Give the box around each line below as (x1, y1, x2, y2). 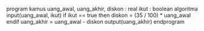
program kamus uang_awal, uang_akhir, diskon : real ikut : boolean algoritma (6, 5, 198, 12)
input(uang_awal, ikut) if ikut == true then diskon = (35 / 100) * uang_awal (6, 12, 191, 19)
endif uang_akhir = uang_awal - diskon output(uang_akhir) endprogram (6, 18, 185, 25)
